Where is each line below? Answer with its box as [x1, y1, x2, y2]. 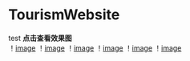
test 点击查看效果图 [8, 33, 72, 43]
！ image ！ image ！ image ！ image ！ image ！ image [8, 43, 182, 53]
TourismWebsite [8, 6, 120, 24]
